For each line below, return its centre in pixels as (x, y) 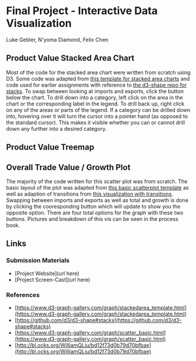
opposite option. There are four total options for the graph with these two (95, 213)
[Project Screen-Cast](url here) (52, 279)
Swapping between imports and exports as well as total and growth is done (97, 200)
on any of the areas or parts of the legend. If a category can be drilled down (98, 110)
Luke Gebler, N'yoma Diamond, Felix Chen (57, 39)
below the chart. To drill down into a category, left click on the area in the (95, 97)
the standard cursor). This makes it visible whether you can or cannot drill (96, 122)
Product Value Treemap (50, 148)
